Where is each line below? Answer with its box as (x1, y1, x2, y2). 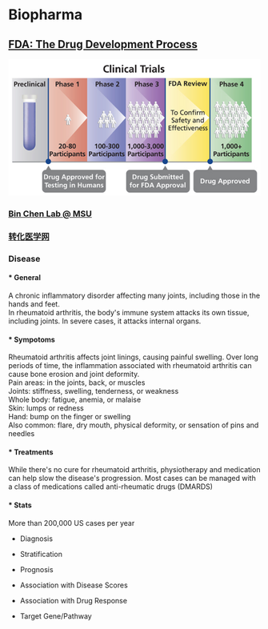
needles (8, 429, 35, 439)
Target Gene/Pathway (19, 611, 92, 621)
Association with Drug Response (19, 595, 128, 605)
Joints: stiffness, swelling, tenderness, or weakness (8, 387, 179, 396)
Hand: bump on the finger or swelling (8, 412, 131, 422)
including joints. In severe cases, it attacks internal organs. (8, 316, 202, 326)
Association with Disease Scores (19, 580, 128, 590)
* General (8, 273, 42, 282)
